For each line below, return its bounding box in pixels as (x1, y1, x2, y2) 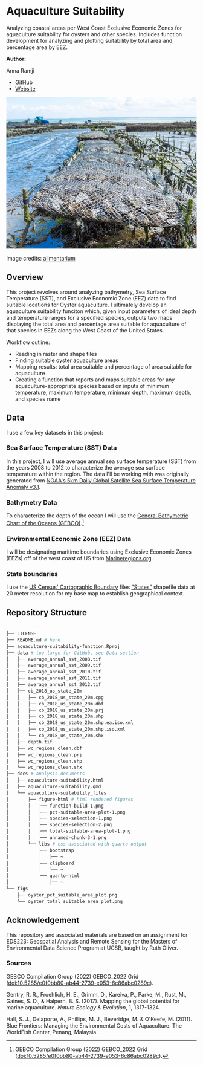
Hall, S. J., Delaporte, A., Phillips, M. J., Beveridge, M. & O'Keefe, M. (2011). (6, 1015, 192, 1023)
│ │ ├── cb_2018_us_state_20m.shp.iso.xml (6, 727, 126, 733)
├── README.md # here (6, 636, 61, 643)
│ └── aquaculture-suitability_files (6, 790, 107, 796)
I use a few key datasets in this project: (6, 429, 104, 436)
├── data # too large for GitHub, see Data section (6, 650, 139, 656)
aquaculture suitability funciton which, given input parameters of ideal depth (6, 307, 196, 315)
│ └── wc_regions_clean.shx (6, 765, 83, 771)
